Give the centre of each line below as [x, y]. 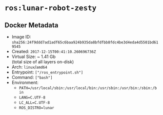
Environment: [25, 82]
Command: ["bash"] [32, 77]
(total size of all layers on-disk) [43, 62]
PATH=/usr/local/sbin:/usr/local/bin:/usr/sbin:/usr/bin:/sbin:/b [88, 88]
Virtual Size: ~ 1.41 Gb [33, 57]
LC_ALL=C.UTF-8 [34, 103]
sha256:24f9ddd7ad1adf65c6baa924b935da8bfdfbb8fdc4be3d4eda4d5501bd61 [85, 42]
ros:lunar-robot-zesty [51, 8]
